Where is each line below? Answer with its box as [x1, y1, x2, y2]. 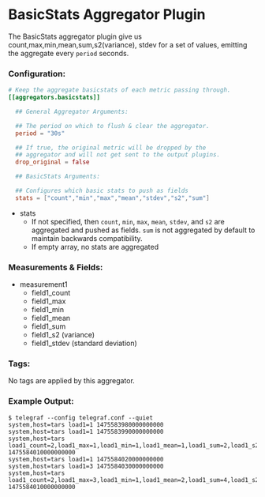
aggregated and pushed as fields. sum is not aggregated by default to [31, 225, 256, 235]
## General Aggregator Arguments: [15, 107, 129, 115]
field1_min [31, 305, 65, 314]
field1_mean [31, 314, 71, 323]
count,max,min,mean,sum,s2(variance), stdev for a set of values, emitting [8, 40, 248, 49]
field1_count [31, 288, 71, 298]
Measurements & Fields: [8, 262, 103, 273]
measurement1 [19, 280, 69, 289]
